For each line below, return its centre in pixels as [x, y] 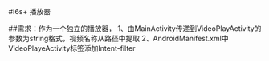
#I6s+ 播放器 [29, 11]
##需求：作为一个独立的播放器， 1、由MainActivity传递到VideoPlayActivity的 [135, 29]
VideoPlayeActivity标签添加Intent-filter [72, 48]
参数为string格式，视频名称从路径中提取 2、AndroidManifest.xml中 [118, 38]
